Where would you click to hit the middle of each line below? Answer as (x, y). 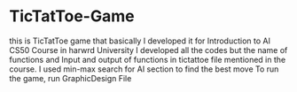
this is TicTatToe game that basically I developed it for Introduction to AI (140, 41)
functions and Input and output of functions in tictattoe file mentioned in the (148, 59)
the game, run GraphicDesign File (70, 78)
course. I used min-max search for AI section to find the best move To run (144, 69)
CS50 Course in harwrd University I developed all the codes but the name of (148, 50)
